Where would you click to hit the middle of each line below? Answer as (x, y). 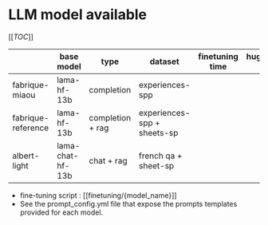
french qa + (160, 156)
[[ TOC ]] (21, 37)
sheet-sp (156, 165)
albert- (26, 156)
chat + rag (108, 160)
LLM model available (78, 15)
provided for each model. (61, 212)
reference (31, 128)
